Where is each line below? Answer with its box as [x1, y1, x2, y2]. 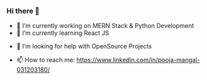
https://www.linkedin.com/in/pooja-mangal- [76, 56, 200, 64]
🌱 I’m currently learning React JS [16, 29, 110, 37]
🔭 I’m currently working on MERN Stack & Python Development [16, 22, 195, 30]
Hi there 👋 [6, 6, 40, 16]
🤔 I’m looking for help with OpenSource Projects [16, 42, 152, 51]
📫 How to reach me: [16, 56, 75, 64]
